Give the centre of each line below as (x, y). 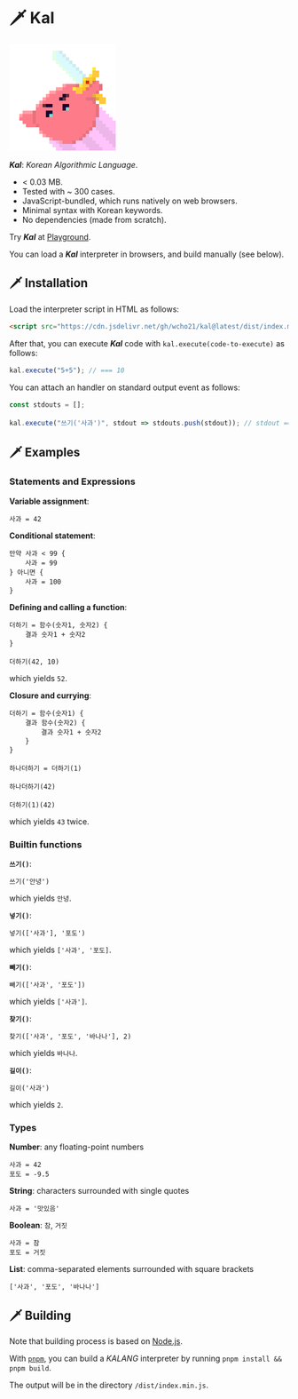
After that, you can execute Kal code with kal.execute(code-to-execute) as (147, 343)
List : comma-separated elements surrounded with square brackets (132, 1269)
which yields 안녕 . (40, 898)
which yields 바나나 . (43, 1053)
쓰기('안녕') (30, 882)
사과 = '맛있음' (35, 1209)
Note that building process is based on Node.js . (96, 1341)
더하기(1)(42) (32, 805)
